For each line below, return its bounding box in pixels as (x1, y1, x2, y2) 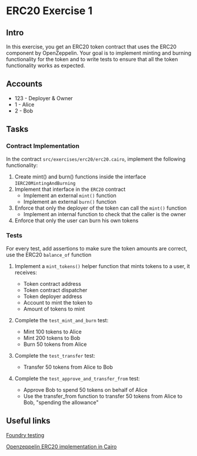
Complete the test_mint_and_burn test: (14, 316, 109, 323)
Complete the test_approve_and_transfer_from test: (14, 375, 140, 382)
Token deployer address (23, 293, 82, 300)
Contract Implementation (6, 142, 79, 150)
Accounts (6, 79, 43, 89)
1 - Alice (14, 101, 35, 108)
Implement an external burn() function (23, 198, 116, 205)
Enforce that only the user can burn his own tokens (14, 217, 139, 224)
